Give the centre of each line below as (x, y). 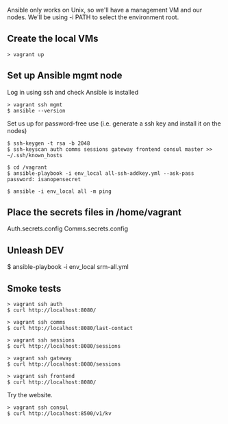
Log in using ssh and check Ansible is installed (73, 92)
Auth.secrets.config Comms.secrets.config (68, 228)
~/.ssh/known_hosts (35, 155)
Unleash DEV (36, 250)
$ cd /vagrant (27, 167)
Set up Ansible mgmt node (65, 76)
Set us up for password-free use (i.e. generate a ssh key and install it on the (114, 123)
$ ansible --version (37, 110)
